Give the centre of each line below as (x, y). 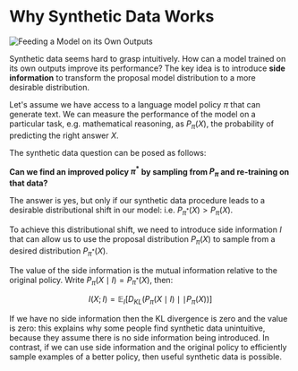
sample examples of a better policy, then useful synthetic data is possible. (145, 357)
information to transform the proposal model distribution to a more (133, 77)
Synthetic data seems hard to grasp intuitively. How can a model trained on (148, 58)
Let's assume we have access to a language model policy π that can (135, 104)
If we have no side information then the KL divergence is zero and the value (149, 319)
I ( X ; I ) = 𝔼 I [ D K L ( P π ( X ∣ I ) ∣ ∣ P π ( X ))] (150, 300)
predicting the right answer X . (64, 135)
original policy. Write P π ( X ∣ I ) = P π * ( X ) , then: (91, 281)
